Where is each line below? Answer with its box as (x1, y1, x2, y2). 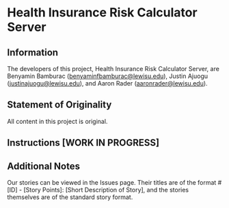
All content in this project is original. (7, 117, 108, 125)
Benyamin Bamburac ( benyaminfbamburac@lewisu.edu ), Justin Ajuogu (7, 72, 208, 80)
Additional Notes (7, 160, 81, 172)
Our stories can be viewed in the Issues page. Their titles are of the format (7, 179, 217, 187)
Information (7, 47, 59, 58)
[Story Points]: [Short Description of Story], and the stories (23, 186, 189, 194)
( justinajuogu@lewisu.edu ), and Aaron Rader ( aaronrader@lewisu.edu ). (7, 79, 208, 87)
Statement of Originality (7, 99, 112, 111)
